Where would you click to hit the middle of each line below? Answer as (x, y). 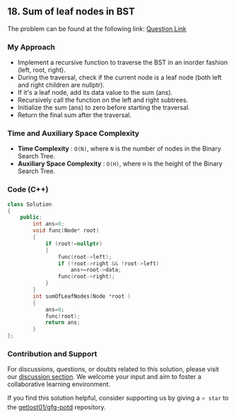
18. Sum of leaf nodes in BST (71, 12)
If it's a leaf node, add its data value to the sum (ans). (95, 93)
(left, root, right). (41, 70)
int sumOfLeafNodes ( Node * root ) (82, 296)
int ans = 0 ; (49, 224)
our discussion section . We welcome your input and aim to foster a (104, 377)
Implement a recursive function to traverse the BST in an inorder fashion (123, 62)
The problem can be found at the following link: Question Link (97, 28)
